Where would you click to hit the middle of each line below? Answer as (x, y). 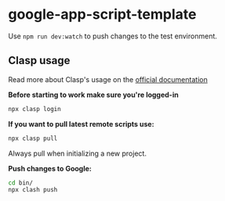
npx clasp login (34, 109)
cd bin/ (21, 183)
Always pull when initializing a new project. (78, 153)
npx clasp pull (33, 138)
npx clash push (33, 190)
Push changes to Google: (50, 168)
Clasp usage (39, 61)
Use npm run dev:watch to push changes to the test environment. (113, 36)
